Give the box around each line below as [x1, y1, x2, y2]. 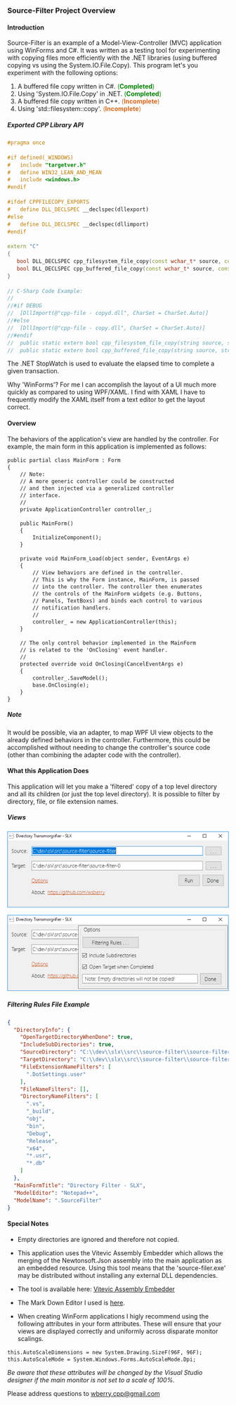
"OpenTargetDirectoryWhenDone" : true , [20, 1034, 133, 1041]
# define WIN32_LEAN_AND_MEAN [7, 169, 102, 176]
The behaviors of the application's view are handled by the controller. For [7, 434, 219, 443]
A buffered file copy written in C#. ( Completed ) [17, 82, 155, 91]
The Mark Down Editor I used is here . [17, 1298, 125, 1307]
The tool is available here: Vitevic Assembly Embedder [17, 1285, 176, 1293]
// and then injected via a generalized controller [20, 484, 174, 492]
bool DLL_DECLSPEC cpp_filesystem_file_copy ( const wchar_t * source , [16, 258, 221, 265]
